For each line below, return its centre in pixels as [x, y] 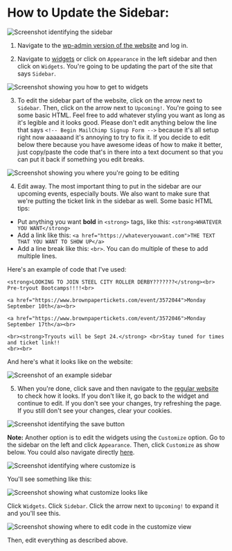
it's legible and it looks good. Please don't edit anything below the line [117, 122]
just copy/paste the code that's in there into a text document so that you [120, 152]
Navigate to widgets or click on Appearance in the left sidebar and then [117, 59]
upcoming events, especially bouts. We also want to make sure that [113, 193]
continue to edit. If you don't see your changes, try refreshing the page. [119, 403]
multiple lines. [37, 256]
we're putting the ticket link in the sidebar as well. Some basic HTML [115, 201]
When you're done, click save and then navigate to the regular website [118, 388]
